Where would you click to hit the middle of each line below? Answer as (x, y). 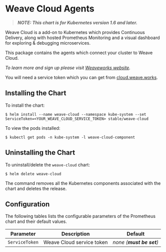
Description (75, 234)
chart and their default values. (36, 221)
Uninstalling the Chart (40, 153)
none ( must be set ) (135, 242)
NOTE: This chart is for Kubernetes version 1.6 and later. (77, 23)
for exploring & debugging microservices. (48, 43)
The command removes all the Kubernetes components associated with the (83, 183)
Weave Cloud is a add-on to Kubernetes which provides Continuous (75, 32)
